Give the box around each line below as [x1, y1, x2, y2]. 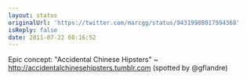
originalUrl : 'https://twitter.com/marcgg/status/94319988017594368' [8, 19, 241, 27]
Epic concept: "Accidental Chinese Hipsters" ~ [8, 55, 159, 64]
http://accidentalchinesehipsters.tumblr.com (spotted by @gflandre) [8, 64, 228, 73]
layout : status [8, 11, 58, 20]
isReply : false [8, 26, 58, 34]
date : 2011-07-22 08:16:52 [8, 33, 96, 42]
